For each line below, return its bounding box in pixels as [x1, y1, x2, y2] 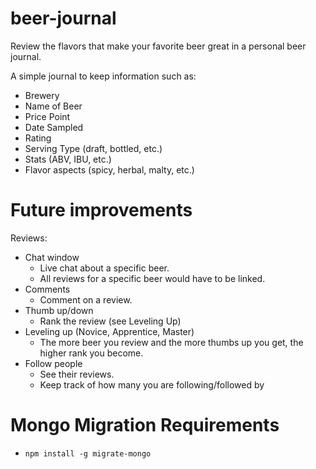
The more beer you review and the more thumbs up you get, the [39, 336, 304, 348]
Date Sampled [24, 121, 84, 133]
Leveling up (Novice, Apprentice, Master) [24, 325, 195, 337]
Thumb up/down [24, 304, 94, 316]
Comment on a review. [39, 293, 133, 306]
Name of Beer [24, 100, 83, 112]
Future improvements [10, 199, 193, 222]
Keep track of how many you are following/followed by [39, 378, 265, 391]
